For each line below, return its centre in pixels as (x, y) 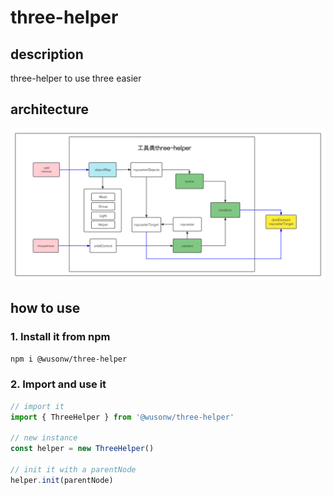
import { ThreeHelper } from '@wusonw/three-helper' (122, 417)
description (47, 54)
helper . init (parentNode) (62, 480)
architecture (50, 109)
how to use (45, 308)
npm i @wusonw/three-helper (69, 359)
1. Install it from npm (60, 337)
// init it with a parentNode (73, 470)
